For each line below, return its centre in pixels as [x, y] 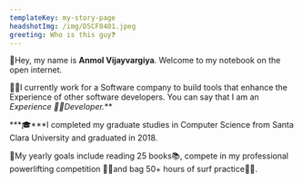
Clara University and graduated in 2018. [84, 138]
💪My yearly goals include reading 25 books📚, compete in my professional [149, 156]
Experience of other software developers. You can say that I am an [134, 97]
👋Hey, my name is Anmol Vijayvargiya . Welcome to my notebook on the [145, 61]
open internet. [36, 70]
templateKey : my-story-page [63, 18]
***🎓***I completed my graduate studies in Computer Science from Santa [151, 125]
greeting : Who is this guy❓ [62, 34]
